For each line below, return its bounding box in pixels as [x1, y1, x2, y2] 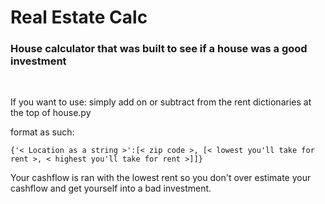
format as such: [10, 126, 75, 138]
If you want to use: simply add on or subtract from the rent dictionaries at [10, 96, 312, 108]
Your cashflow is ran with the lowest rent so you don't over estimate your [10, 172, 312, 184]
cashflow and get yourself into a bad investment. [10, 182, 212, 195]
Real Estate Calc [10, 6, 148, 29]
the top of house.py [10, 107, 92, 119]
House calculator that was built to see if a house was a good [10, 42, 308, 56]
